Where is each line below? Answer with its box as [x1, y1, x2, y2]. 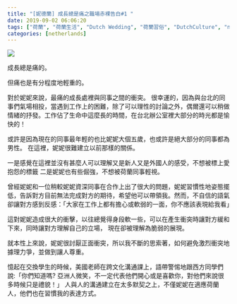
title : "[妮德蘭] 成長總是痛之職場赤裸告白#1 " [7, 10, 134, 18]
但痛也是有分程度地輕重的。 [7, 78, 88, 87]
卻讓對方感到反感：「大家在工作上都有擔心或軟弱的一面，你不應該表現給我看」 [7, 200, 233, 209]
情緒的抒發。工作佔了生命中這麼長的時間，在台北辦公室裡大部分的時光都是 [7, 111, 224, 120]
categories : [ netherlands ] [7, 30, 87, 37]
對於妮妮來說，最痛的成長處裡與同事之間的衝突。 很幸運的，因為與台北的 [7, 93, 219, 102]
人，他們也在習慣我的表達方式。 [7, 289, 100, 298]
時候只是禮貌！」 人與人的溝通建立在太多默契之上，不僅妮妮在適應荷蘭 [13, 280, 219, 289]
